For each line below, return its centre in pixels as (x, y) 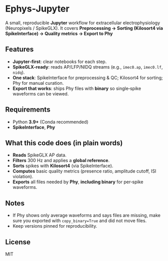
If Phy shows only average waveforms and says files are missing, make (87, 216)
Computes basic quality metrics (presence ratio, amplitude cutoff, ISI (84, 171)
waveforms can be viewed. (41, 93)
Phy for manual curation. (38, 83)
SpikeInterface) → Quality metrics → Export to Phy (59, 33)
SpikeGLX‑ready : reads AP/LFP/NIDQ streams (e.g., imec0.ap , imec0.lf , (88, 67)
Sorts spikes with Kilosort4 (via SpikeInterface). (63, 166)
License (18, 242)
